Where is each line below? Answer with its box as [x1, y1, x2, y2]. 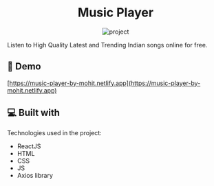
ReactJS [17, 142, 41, 150]
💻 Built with [7, 107, 61, 119]
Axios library [17, 171, 54, 179]
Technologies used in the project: [7, 128, 102, 137]
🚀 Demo [7, 60, 41, 73]
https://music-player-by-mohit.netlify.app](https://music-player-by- [9, 79, 201, 87]
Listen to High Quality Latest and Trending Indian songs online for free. [7, 40, 208, 49]
